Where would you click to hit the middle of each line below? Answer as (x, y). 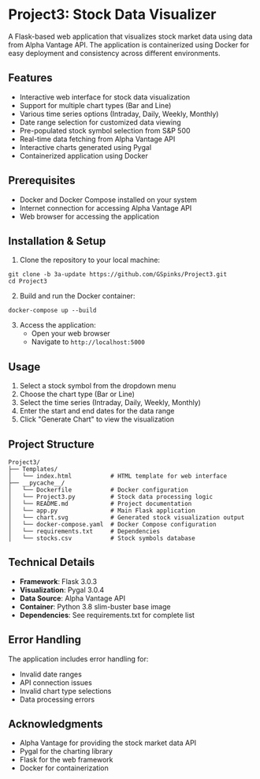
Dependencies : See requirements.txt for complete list (107, 615)
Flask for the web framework (66, 760)
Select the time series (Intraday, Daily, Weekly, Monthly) (110, 403)
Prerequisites (42, 180)
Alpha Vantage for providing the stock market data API (108, 743)
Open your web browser (71, 334)
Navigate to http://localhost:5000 (88, 342)
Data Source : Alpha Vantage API (72, 598)
